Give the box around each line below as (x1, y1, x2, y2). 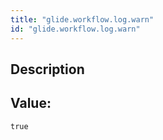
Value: (10, 95, 52, 112)
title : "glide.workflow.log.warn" (10, 14, 155, 25)
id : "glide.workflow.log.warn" (10, 24, 141, 34)
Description (10, 61, 85, 78)
